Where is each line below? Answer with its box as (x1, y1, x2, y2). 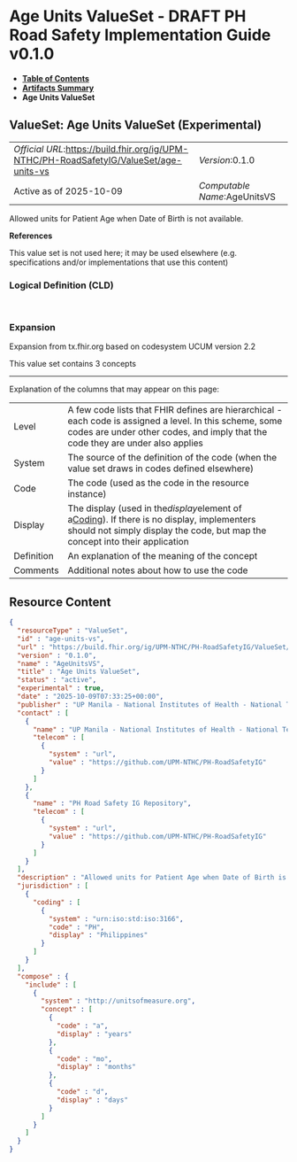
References (9, 230, 53, 241)
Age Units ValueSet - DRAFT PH (9, 6, 247, 27)
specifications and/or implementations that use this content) (9, 257, 229, 267)
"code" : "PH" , (48, 923, 104, 932)
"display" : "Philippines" (48, 931, 148, 940)
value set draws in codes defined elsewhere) (67, 462, 255, 475)
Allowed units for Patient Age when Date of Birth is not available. (9, 213, 244, 223)
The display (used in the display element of (67, 502, 242, 515)
